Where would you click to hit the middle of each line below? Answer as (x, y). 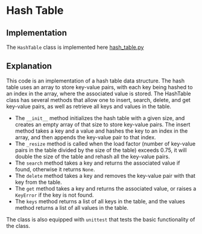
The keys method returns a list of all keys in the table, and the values (100, 201)
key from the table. (38, 182)
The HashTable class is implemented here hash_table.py (75, 47)
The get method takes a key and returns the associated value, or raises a (106, 188)
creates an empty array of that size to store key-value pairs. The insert (103, 124)
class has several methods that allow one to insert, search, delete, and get (99, 100)
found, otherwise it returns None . (55, 169)
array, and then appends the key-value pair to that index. (85, 137)
